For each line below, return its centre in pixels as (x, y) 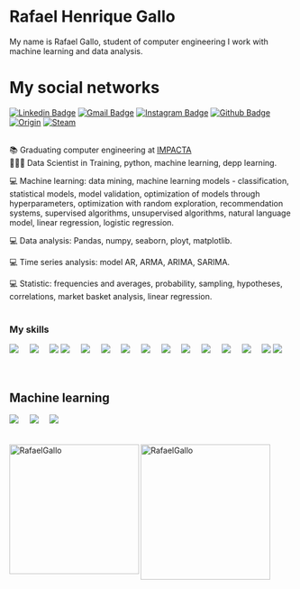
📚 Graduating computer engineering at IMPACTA (100, 150)
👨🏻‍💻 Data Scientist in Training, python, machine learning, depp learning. (143, 162)
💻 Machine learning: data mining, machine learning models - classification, (150, 180)
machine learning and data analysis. (76, 51)
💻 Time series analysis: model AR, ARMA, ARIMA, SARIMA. (120, 262)
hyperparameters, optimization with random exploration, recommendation (146, 203)
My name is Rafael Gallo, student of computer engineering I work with (139, 41)
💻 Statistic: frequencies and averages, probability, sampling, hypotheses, (146, 283)
